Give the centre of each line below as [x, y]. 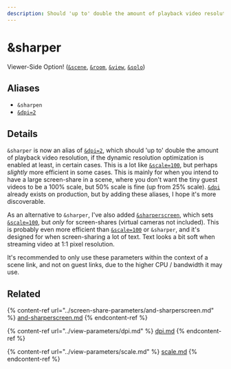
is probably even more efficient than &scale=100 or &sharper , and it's [104, 230]
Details [22, 134]
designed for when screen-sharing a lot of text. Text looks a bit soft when [111, 237]
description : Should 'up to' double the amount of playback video [104, 13]
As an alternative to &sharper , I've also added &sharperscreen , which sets [110, 215]
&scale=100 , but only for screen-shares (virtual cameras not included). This [113, 222]
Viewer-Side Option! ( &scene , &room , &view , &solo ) [76, 67]
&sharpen [30, 105]
